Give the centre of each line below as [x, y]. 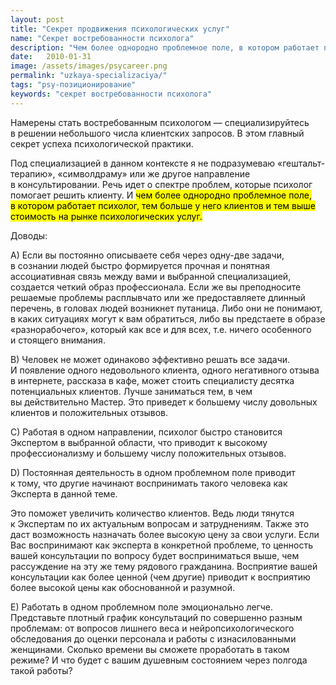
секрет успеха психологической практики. [102, 143]
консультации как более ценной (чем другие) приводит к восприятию [160, 577]
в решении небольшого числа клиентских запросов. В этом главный [157, 133]
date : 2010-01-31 [51, 57]
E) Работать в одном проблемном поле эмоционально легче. [142, 607]
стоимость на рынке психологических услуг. [106, 216]
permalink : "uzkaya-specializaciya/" [89, 76]
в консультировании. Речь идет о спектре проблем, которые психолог [161, 184]
